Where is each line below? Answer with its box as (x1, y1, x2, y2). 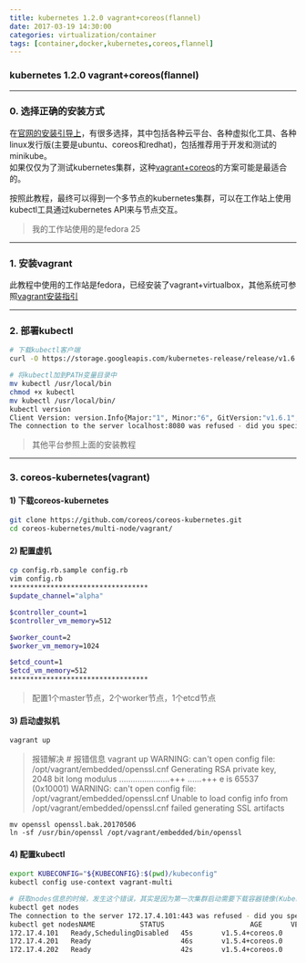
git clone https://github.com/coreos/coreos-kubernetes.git (9, 516, 243, 525)
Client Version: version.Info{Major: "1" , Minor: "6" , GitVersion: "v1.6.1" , (9, 413, 300, 423)
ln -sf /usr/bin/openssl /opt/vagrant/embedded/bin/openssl (9, 828, 243, 838)
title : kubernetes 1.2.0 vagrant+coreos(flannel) (9, 13, 202, 23)
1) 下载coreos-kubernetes (9, 495, 109, 506)
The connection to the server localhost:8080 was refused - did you (9, 422, 275, 431)
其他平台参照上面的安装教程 (31, 439, 137, 450)
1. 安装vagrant (9, 256, 73, 269)
